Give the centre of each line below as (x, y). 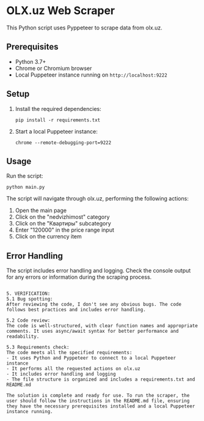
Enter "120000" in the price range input (65, 230)
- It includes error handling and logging (61, 374)
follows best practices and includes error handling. (76, 310)
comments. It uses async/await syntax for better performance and (93, 332)
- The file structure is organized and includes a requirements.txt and (101, 380)
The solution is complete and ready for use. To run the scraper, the (98, 396)
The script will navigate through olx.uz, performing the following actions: (98, 199)
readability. (23, 337)
